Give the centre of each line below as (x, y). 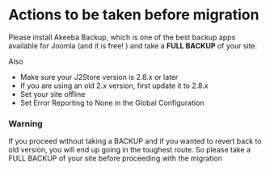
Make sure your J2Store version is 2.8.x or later (99, 77)
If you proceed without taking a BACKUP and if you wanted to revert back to (135, 141)
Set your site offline (53, 94)
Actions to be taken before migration (134, 15)
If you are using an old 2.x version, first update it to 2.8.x (114, 85)
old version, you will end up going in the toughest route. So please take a (130, 150)
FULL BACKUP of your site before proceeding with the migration (115, 158)
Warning (25, 123)
